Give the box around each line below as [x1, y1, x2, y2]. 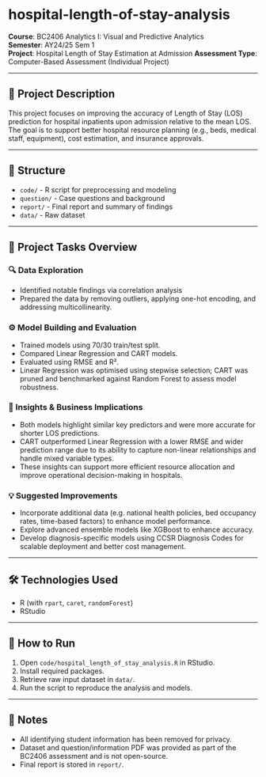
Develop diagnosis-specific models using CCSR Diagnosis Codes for [19, 533, 244, 543]
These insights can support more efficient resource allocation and [19, 461, 235, 472]
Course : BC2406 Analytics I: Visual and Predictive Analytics [8, 32, 204, 41]
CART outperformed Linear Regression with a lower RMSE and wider [19, 437, 244, 446]
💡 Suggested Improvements [8, 490, 118, 501]
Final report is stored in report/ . [19, 760, 124, 769]
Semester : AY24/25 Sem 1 [8, 40, 95, 49]
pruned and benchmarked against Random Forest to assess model [19, 373, 237, 383]
